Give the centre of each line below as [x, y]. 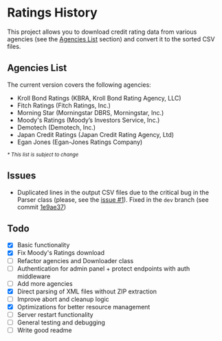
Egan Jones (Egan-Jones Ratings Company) [80, 142]
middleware [34, 276]
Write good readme [44, 330]
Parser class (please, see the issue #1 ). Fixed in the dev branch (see [113, 199]
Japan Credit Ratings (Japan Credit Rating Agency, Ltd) [95, 134]
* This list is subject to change [43, 154]
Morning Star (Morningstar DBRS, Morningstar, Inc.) [90, 112]
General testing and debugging [61, 322]
